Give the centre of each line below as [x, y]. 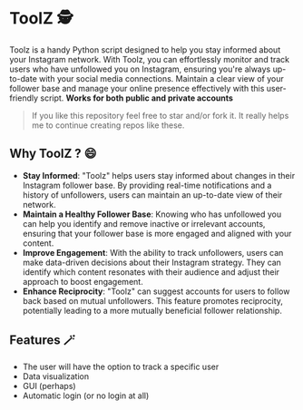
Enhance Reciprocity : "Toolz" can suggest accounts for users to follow [156, 291]
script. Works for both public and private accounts [137, 98]
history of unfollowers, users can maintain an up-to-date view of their [152, 195]
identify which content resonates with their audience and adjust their [151, 272]
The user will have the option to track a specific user [121, 366]
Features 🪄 [42, 341]
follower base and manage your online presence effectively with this [137, 88]
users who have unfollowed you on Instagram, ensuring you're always [140, 69]
